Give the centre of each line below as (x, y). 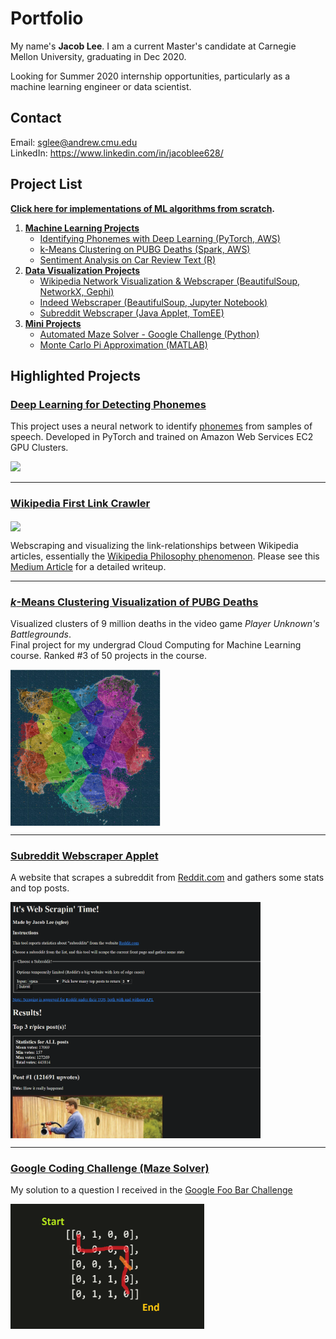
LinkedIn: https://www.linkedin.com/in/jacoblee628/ (117, 153)
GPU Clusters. (39, 448)
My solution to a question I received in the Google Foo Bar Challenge (151, 1190)
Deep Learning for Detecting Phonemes (108, 404)
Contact (36, 118)
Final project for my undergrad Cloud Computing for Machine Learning (156, 645)
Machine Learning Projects (82, 228)
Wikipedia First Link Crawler (80, 504)
